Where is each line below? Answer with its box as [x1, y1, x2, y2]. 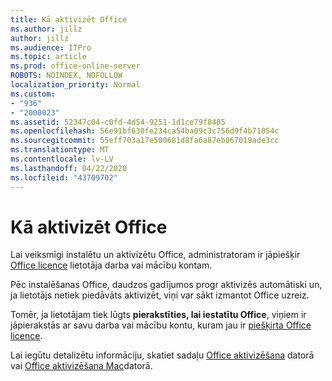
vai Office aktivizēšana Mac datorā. [10, 360, 153, 372]
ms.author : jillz [10, 24, 83, 34]
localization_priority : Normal [10, 80, 141, 90]
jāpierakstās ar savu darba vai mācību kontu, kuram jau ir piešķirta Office [10, 319, 312, 331]
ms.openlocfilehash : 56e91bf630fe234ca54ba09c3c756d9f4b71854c [10, 126, 280, 136]
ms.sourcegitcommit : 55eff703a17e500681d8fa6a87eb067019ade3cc [10, 136, 280, 146]
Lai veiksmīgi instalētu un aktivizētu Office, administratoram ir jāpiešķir [10, 249, 301, 261]
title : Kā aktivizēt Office [10, 14, 128, 25]
